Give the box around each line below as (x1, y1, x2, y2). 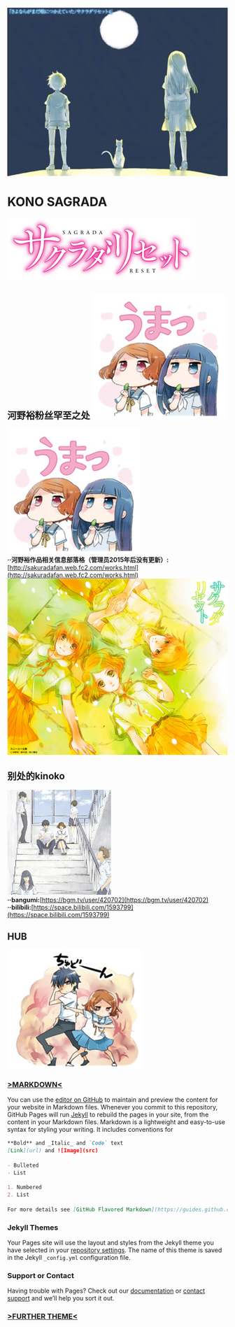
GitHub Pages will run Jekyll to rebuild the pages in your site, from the (7, 1110, 209, 1119)
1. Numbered (7, 1184, 42, 1191)
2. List (7, 1191, 30, 1198)
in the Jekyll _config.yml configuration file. (7, 1254, 131, 1262)
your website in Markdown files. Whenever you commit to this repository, (7, 1103, 218, 1112)
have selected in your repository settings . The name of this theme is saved (7, 1246, 222, 1254)
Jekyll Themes (7, 1222, 59, 1232)
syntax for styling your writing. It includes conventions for (7, 1126, 173, 1134)
